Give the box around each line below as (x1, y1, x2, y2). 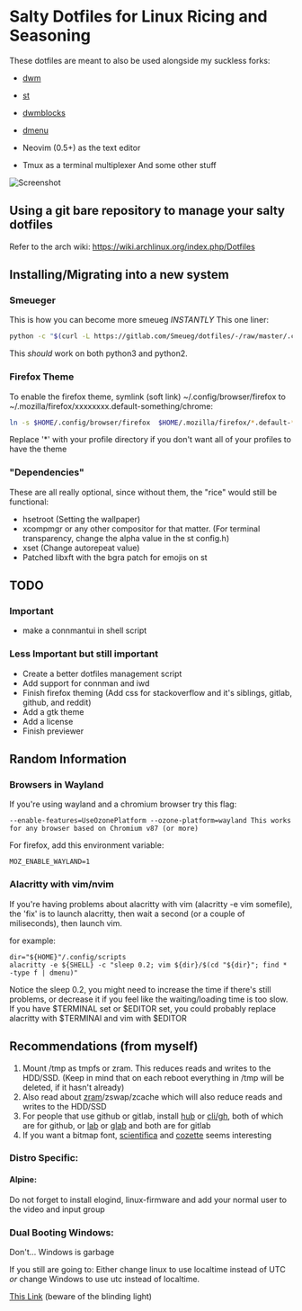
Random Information (9, 752, 128, 767)
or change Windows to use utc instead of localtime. (9, 1273, 200, 1284)
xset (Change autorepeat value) (22, 542, 140, 553)
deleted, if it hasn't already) (22, 1082, 125, 1092)
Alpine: (9, 1174, 38, 1185)
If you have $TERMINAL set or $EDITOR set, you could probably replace (9, 1003, 277, 1013)
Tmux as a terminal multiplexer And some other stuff (22, 159, 218, 170)
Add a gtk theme (22, 706, 84, 717)
